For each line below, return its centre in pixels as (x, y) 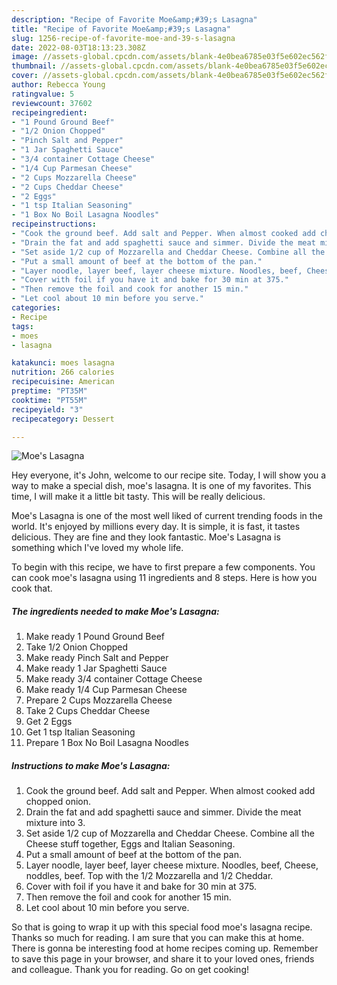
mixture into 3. (55, 823)
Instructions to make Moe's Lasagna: (91, 765)
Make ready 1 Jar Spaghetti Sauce (96, 668)
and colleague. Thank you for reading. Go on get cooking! (130, 970)
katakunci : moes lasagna (63, 363)
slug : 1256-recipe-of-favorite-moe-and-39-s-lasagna (123, 38)
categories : (36, 308)
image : (25, 57)
